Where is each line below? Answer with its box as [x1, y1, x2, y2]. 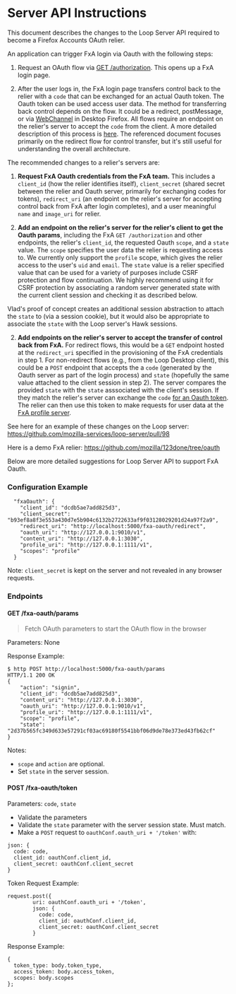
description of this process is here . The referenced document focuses [17, 129, 221, 138]
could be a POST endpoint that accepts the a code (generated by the [17, 363, 213, 372]
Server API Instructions [7, 5, 147, 21]
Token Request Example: [7, 879, 80, 887]
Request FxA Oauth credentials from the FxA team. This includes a [17, 172, 216, 180]
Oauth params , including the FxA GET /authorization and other [17, 230, 203, 239]
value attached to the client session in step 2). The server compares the [17, 378, 227, 387]
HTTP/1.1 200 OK [7, 672, 55, 679]
